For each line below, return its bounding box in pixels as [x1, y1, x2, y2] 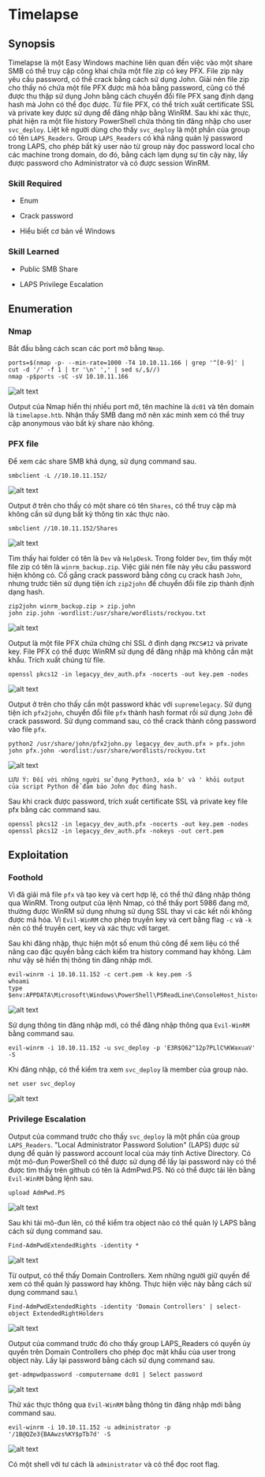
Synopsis [8, 37, 55, 50]
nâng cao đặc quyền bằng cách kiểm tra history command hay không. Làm [8, 947, 252, 957]
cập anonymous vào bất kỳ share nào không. [8, 419, 155, 428]
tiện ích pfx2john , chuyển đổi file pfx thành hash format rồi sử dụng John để [8, 707, 253, 717]
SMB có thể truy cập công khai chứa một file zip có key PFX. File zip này [8, 66, 244, 76]
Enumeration [8, 302, 73, 315]
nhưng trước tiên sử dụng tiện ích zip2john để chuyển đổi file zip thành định [8, 578, 255, 588]
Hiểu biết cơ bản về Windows [19, 226, 116, 236]
